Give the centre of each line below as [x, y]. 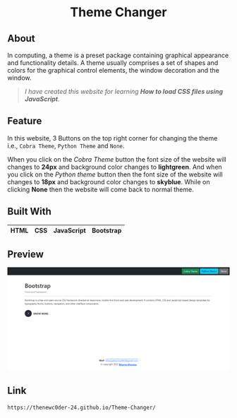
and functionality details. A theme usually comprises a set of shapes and [113, 63]
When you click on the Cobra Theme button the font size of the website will [117, 159]
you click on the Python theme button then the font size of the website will [115, 174]
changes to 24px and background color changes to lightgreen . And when [115, 167]
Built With [29, 211]
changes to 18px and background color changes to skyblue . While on [109, 181]
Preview [26, 255]
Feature [25, 121]
